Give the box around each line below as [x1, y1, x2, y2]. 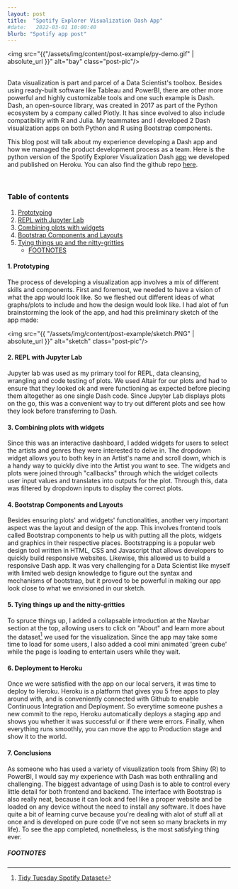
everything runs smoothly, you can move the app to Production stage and [7, 725, 222, 733]
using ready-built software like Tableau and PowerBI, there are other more [7, 86, 224, 95]
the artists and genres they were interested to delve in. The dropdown [7, 446, 211, 455]
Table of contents [7, 192, 69, 202]
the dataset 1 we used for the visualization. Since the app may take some [7, 631, 218, 641]
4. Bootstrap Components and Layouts [7, 500, 123, 509]
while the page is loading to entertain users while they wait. [7, 647, 181, 656]
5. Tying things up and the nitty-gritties [7, 600, 125, 608]
